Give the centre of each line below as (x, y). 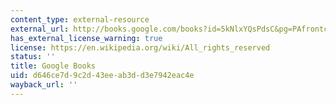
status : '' (33, 57)
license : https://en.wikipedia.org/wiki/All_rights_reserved (140, 47)
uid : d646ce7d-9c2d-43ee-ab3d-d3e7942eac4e (102, 76)
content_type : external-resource (80, 19)
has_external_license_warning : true (86, 38)
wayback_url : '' (44, 85)
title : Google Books (53, 66)
